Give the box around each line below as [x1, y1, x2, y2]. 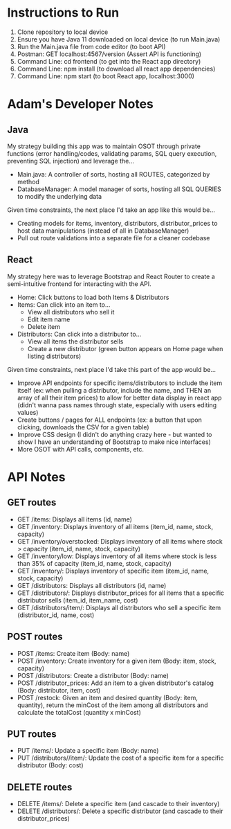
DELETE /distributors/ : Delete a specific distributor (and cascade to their [17, 807, 223, 815]
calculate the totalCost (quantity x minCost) [17, 708, 142, 716]
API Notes [7, 469, 66, 485]
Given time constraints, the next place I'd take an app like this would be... [7, 206, 216, 214]
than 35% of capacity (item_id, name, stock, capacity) [17, 559, 172, 567]
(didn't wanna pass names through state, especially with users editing [17, 400, 217, 409]
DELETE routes [7, 781, 73, 793]
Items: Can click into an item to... [17, 300, 111, 309]
